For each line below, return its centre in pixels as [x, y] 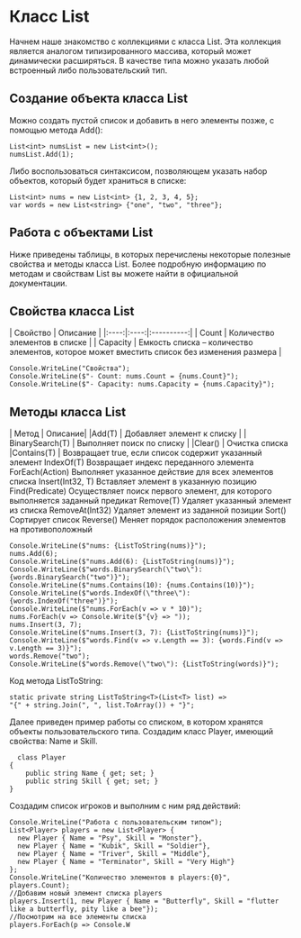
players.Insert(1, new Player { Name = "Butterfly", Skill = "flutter [144, 902]
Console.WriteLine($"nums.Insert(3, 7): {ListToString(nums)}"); [134, 633]
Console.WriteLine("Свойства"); [70, 369]
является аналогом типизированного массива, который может [130, 50]
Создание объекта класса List [99, 99]
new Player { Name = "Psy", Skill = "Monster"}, [110, 838]
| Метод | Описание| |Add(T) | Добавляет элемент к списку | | [128, 433]
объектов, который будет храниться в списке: [98, 180]
